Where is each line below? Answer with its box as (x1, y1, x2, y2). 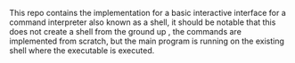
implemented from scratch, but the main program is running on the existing (9, 35, 285, 46)
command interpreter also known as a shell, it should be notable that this (9, 17, 276, 28)
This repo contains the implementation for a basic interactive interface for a (9, 8, 287, 18)
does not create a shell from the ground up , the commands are (9, 27, 242, 36)
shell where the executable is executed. (9, 45, 155, 56)
